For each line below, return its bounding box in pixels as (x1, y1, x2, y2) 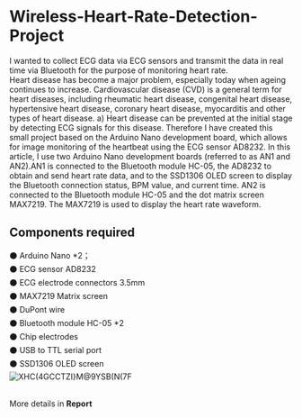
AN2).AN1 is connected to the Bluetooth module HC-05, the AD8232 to (9, 160, 272, 171)
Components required (9, 225, 135, 241)
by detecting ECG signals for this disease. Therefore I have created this (9, 122, 273, 132)
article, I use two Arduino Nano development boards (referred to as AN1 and (9, 150, 290, 161)
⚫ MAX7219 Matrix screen (9, 290, 109, 301)
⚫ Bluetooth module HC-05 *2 (9, 317, 124, 328)
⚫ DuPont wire (9, 304, 66, 314)
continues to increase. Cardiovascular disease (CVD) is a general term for (9, 84, 282, 95)
